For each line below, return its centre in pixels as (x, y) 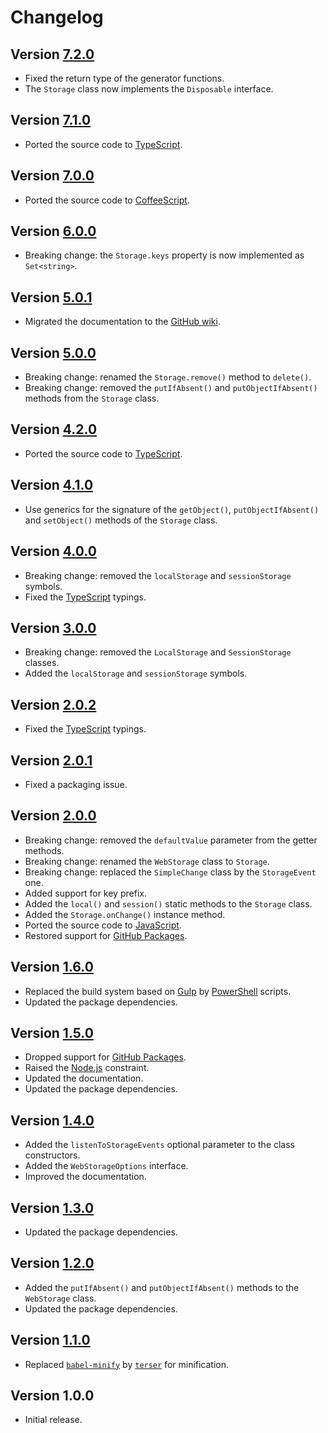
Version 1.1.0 (50, 1340)
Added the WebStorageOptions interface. (106, 1166)
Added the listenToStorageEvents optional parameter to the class (160, 1145)
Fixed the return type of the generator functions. (124, 78)
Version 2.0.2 (53, 704)
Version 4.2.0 (54, 429)
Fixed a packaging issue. (76, 784)
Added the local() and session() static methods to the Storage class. (168, 903)
